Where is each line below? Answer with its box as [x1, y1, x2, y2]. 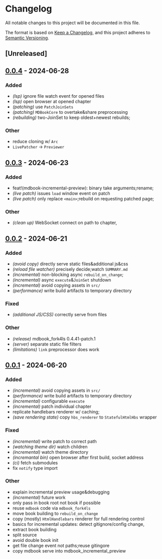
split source [12, 532, 37, 538]
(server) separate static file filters [12, 341, 82, 347]
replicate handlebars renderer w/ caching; [12, 409, 100, 415]
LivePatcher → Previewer [12, 144, 65, 150]
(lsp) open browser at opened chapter [12, 99, 91, 105]
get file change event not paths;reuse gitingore [12, 542, 110, 548]
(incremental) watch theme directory [12, 449, 89, 455]
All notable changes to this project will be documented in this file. [5, 20, 140, 26]
